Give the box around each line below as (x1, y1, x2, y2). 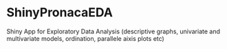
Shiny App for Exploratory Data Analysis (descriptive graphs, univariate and (6, 27, 221, 35)
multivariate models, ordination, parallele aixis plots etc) (6, 34, 164, 42)
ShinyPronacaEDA (6, 5, 113, 20)
